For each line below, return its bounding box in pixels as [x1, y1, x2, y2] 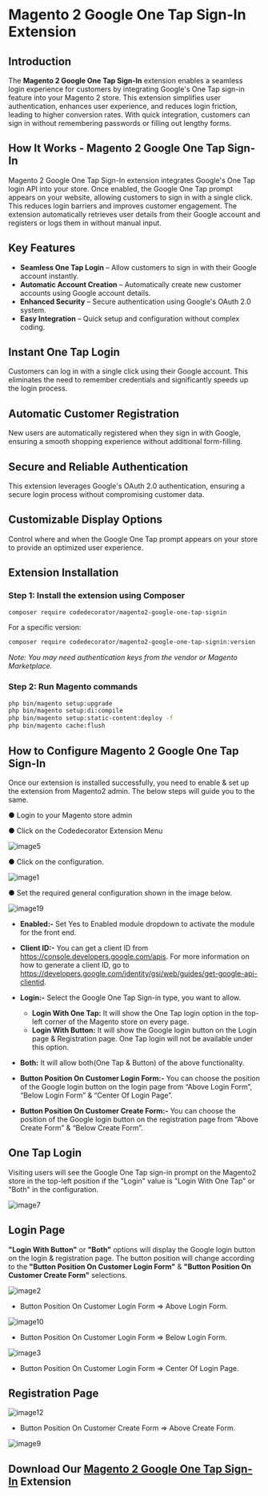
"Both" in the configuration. [8, 1184, 98, 1194]
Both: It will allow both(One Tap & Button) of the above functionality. [19, 1057, 245, 1067]
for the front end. [19, 928, 77, 937]
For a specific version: [8, 623, 82, 633]
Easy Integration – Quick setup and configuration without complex [19, 313, 240, 323]
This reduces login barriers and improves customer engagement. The [8, 200, 238, 210]
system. [19, 305, 46, 314]
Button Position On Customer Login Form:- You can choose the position [19, 1073, 260, 1083]
